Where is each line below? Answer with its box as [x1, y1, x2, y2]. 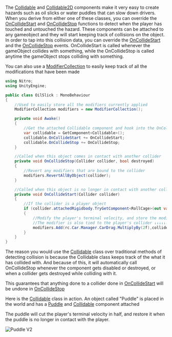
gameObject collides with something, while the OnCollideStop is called [5, 48, 155, 54]
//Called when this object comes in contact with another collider [14, 154, 161, 159]
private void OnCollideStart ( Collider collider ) [14, 192, 120, 197]
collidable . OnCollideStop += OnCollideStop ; [24, 140, 120, 145]
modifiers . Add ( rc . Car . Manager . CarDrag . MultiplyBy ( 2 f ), [32, 225, 153, 230]
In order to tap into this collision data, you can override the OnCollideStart [5, 37, 161, 43]
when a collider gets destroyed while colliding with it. [5, 270, 117, 277]
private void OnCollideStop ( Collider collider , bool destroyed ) [14, 159, 155, 164]
